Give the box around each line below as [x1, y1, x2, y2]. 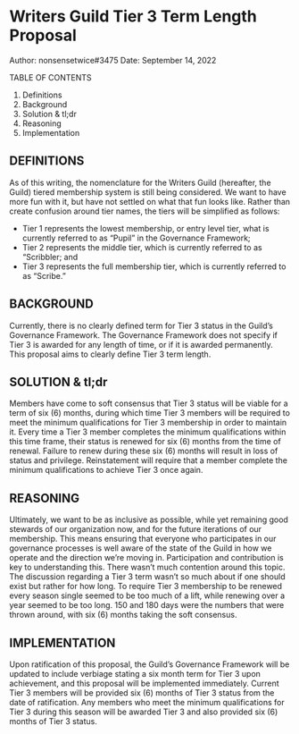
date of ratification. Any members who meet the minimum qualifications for [9, 697, 285, 707]
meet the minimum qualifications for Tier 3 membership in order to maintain [9, 418, 287, 428]
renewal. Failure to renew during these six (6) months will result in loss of [9, 445, 278, 457]
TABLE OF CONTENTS [9, 72, 92, 82]
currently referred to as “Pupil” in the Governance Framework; [21, 232, 252, 243]
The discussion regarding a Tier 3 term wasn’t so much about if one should [9, 571, 286, 582]
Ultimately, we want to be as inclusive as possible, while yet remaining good [9, 514, 288, 525]
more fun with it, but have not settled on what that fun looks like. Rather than [9, 196, 291, 207]
